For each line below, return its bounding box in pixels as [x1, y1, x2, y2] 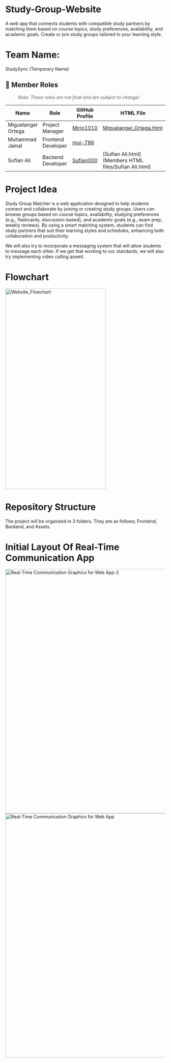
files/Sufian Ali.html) [102, 163, 151, 170]
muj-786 [72, 139, 95, 146]
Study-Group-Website [5, 4, 102, 15]
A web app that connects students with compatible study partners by [5, 20, 150, 26]
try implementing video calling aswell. [5, 253, 84, 260]
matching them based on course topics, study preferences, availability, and [5, 25, 163, 32]
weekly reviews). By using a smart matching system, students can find [5, 222, 153, 228]
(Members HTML [102, 157, 144, 164]
